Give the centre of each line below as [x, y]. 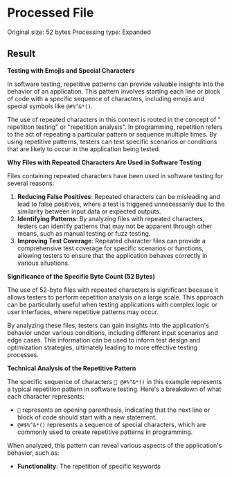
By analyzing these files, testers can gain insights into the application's [108, 325]
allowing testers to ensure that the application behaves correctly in [112, 255]
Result [21, 54]
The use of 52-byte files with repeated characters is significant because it [113, 290]
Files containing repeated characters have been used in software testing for [115, 175]
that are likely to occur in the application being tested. [84, 149]
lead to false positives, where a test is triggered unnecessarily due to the [121, 204]
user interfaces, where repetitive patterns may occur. [83, 312]
